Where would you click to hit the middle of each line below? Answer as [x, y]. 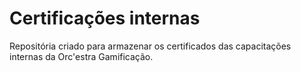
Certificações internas [105, 18]
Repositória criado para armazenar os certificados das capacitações [150, 46]
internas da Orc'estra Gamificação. [81, 56]
